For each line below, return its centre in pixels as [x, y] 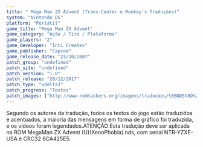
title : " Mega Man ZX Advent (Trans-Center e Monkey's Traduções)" [93, 12]
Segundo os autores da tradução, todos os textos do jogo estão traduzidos [99, 113]
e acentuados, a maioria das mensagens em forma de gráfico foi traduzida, [100, 119]
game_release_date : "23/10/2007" [48, 57]
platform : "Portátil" [34, 23]
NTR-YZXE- [179, 132]
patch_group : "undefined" [39, 62]
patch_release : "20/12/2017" [43, 79]
